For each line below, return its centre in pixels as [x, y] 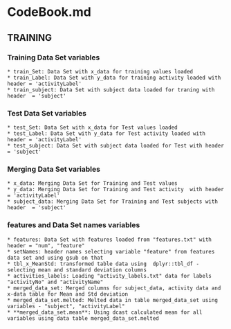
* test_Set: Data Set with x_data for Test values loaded [92, 128]
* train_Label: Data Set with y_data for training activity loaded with [114, 78]
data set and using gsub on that [55, 258]
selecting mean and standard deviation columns [77, 270]
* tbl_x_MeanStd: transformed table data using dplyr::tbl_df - [103, 264]
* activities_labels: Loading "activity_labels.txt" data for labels [110, 276]
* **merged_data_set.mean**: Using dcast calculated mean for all [105, 312]
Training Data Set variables [54, 57]
